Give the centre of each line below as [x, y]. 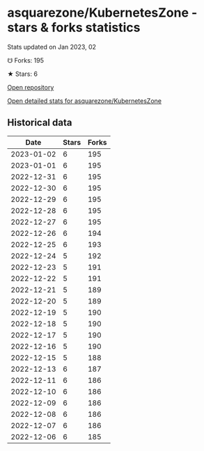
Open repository [31, 87]
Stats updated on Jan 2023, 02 [52, 47]
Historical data [40, 123]
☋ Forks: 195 [25, 60]
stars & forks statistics [74, 27]
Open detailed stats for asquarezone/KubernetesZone [85, 101]
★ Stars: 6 [23, 74]
